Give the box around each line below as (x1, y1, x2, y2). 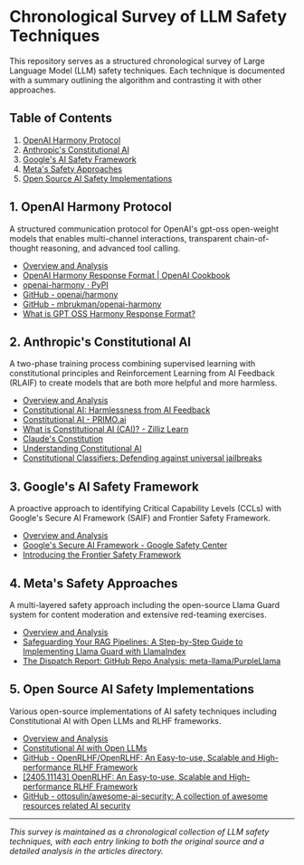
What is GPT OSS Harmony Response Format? (22, 308, 196, 318)
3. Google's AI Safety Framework (9, 479, 199, 494)
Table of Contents (9, 110, 113, 126)
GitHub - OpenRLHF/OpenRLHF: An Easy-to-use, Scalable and (22, 752, 256, 763)
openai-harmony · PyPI (22, 279, 109, 290)
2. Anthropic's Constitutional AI (9, 334, 192, 349)
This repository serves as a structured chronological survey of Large (9, 55, 265, 66)
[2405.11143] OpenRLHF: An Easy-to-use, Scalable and (22, 771, 228, 782)
